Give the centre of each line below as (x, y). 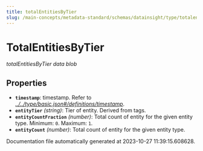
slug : (13, 18)
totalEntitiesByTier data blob (42, 64)
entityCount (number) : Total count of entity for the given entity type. (100, 130)
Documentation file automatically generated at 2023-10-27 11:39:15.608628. (101, 141)
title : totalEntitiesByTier (42, 12)
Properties (27, 83)
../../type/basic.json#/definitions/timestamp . (70, 104)
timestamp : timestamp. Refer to (53, 98)
